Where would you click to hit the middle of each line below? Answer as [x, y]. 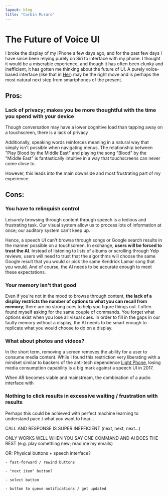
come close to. [21, 164]
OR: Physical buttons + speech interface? [48, 453]
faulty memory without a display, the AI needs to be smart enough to [76, 323]
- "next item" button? [29, 471]
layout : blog [19, 10]
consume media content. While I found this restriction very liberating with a [83, 357]
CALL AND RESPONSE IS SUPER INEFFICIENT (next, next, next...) [73, 428]
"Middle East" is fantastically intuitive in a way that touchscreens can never [83, 158]
